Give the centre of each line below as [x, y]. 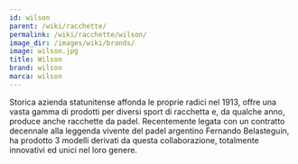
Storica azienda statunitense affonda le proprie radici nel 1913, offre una [143, 102]
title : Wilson [36, 59]
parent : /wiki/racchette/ [58, 26]
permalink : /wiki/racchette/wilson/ [78, 34]
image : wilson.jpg [44, 51]
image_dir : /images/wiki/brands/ [72, 43]
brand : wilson [36, 68]
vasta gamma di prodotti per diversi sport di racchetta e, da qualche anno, [147, 111]
